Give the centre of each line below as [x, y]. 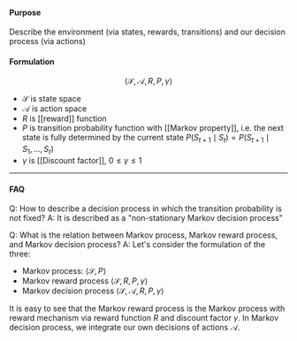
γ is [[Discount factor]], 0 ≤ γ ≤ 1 [82, 160]
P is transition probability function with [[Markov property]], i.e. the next [153, 128]
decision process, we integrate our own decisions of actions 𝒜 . [125, 328]
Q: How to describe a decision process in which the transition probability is [146, 208]
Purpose [25, 12]
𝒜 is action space [54, 109]
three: [20, 254]
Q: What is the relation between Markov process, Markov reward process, [144, 235]
